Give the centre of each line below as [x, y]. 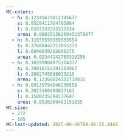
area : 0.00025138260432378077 [56, 35]
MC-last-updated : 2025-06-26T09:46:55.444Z [62, 125]
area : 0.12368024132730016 [51, 79]
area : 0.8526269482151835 [50, 102]
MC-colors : [20, 12]
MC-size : [17, 108]
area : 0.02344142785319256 [51, 57]
